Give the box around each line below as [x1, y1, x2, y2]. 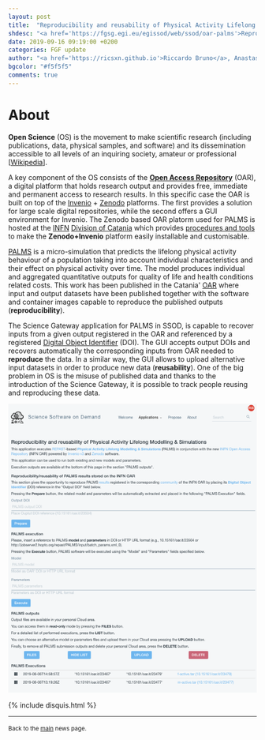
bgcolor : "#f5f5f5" [8, 63, 73, 71]
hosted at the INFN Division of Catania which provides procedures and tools [8, 223, 255, 232]
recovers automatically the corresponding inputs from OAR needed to [8, 346, 234, 355]
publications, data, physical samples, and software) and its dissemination [8, 141, 246, 150]
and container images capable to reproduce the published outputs [8, 297, 223, 306]
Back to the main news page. [8, 725, 87, 733]
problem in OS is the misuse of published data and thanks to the [8, 371, 217, 381]
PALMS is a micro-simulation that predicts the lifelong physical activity [8, 246, 237, 256]
